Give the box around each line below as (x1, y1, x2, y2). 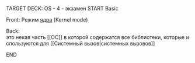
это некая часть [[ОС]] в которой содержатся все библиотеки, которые (6, 34, 185, 40)
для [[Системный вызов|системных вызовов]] (40, 40, 155, 47)
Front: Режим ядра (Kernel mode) (6, 16, 88, 23)
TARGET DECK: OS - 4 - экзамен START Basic (6, 5, 119, 12)
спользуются (6, 40, 39, 47)
